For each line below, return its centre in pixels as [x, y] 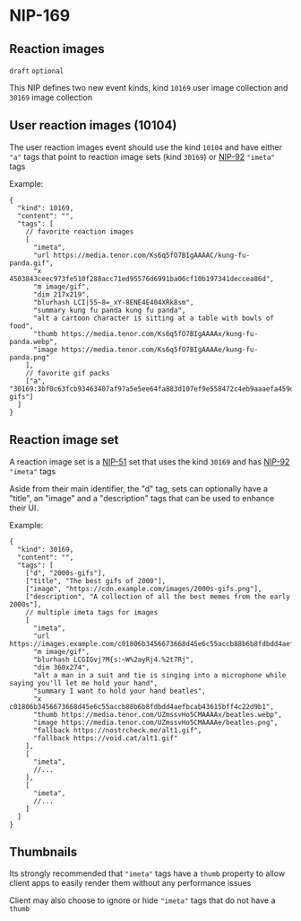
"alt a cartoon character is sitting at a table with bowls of [154, 318]
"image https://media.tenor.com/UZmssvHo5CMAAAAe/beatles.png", [155, 722]
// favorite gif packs [68, 373]
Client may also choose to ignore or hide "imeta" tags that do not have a [142, 900]
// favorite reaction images [80, 231]
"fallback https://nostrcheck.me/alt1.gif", [117, 730]
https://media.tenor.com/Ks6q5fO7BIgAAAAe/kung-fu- [159, 350]
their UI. [24, 508]
